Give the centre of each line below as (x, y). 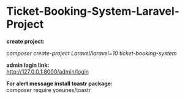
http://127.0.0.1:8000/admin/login (48, 71)
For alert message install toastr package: (60, 83)
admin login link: (28, 65)
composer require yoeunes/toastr (49, 90)
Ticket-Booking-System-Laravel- (93, 11)
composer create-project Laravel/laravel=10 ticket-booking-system (92, 53)
